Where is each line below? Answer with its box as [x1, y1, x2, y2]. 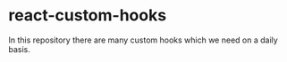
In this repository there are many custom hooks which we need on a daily [8, 35, 278, 45]
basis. [8, 43, 30, 54]
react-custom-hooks [8, 5, 167, 26]
